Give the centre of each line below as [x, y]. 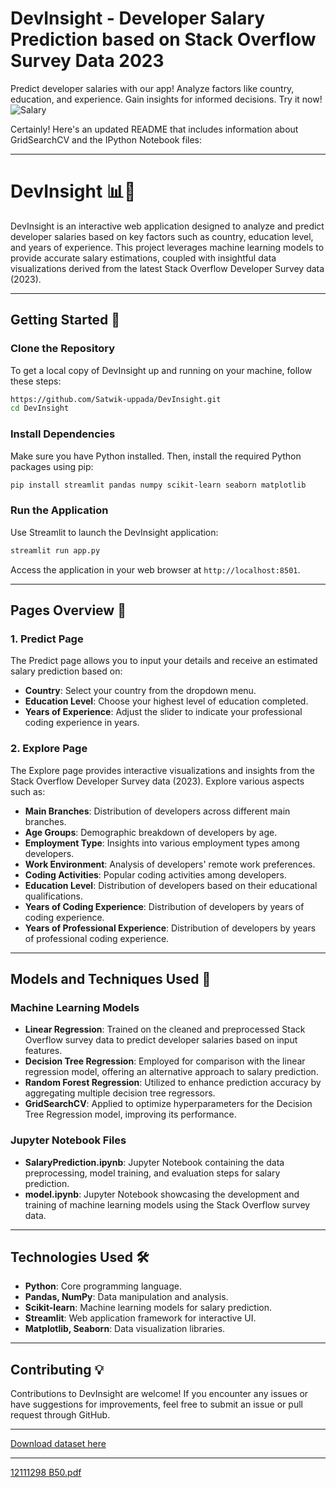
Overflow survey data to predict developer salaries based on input [161, 1040]
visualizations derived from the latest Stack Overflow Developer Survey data [167, 268]
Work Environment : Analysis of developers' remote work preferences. [170, 864]
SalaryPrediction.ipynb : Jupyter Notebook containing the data [154, 1162]
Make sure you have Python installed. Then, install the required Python [156, 456]
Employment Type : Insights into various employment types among [162, 843]
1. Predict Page [47, 639]
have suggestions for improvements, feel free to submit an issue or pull [156, 1404]
